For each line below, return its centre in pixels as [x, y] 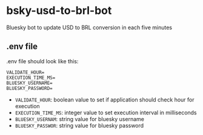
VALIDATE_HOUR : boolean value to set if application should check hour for [105, 99]
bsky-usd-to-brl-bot [59, 11]
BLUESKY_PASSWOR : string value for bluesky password [79, 125]
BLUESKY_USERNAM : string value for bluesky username [79, 119]
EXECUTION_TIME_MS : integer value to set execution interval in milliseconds [106, 112]
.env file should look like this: [42, 61]
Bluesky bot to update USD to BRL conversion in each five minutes [89, 27]
